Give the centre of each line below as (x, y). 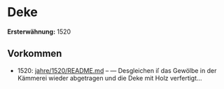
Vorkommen (35, 54)
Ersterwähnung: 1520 (39, 32)
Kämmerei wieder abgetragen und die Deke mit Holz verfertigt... (110, 78)
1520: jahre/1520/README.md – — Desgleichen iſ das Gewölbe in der (117, 70)
